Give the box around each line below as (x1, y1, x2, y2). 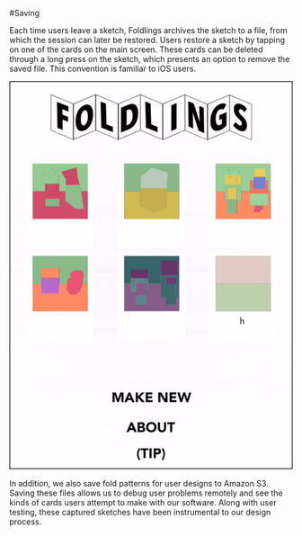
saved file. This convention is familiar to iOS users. (9, 63, 196, 74)
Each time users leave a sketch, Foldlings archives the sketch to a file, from (9, 25, 288, 35)
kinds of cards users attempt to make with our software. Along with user (9, 496, 277, 507)
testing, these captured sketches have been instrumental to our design (9, 506, 271, 517)
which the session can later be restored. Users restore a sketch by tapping (9, 35, 286, 45)
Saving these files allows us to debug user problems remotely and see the (9, 487, 283, 498)
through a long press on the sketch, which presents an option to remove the (9, 54, 290, 64)
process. (9, 516, 42, 527)
